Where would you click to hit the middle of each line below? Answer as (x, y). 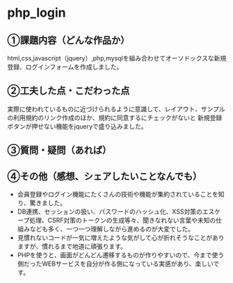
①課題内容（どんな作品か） (69, 40)
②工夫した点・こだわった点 (69, 91)
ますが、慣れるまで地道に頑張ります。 (72, 246)
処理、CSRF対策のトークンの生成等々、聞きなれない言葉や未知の (122, 220)
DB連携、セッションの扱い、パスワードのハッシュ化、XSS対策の (110, 212)
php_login (37, 13)
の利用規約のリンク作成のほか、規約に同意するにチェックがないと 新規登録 (115, 118)
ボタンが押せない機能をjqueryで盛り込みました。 (77, 126)
